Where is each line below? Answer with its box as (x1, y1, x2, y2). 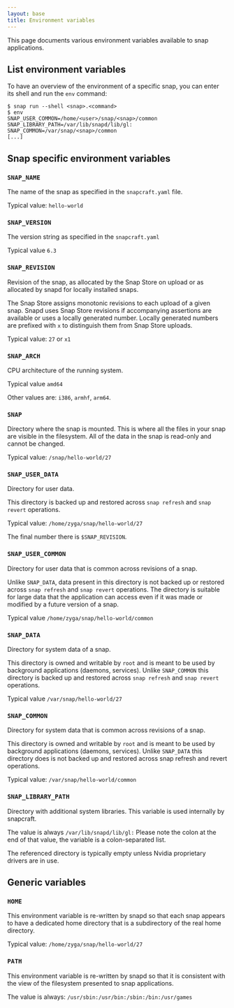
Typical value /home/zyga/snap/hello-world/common (7, 613, 154, 622)
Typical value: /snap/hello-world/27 (7, 453, 112, 462)
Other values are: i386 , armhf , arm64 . (7, 393, 112, 402)
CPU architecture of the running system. (7, 366, 124, 374)
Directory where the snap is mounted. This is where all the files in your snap (7, 425, 226, 433)
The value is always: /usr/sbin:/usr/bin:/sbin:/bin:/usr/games (7, 993, 193, 1001)
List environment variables (7, 64, 126, 75)
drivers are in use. (7, 856, 59, 865)
